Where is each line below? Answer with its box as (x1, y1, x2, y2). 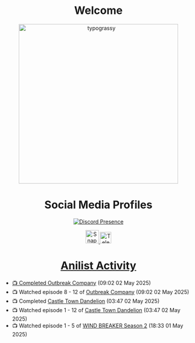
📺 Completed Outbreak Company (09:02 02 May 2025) (11, 279, 151, 286)
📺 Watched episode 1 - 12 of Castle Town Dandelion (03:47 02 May (11, 306, 181, 313)
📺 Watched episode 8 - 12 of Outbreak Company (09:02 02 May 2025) (11, 288, 190, 295)
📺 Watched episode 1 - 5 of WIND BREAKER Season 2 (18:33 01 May (11, 322, 184, 329)
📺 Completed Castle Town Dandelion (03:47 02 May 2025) (11, 297, 160, 304)
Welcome (74, 4, 123, 18)
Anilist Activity (60, 259, 137, 273)
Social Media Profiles (44, 198, 153, 212)
